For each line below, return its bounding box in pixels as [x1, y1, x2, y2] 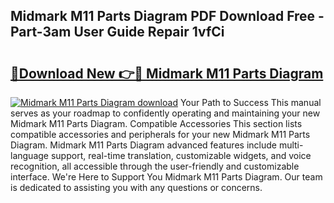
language [10, 150, 49, 161]
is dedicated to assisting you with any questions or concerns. [10, 182, 263, 193]
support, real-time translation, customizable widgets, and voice [50, 150, 312, 161]
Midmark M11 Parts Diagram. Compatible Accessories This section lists [10, 118, 303, 129]
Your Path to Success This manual [179, 97, 322, 108]
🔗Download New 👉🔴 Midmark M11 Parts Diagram [10, 65, 324, 82]
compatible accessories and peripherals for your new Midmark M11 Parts [10, 129, 311, 140]
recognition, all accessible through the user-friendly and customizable [10, 160, 300, 172]
